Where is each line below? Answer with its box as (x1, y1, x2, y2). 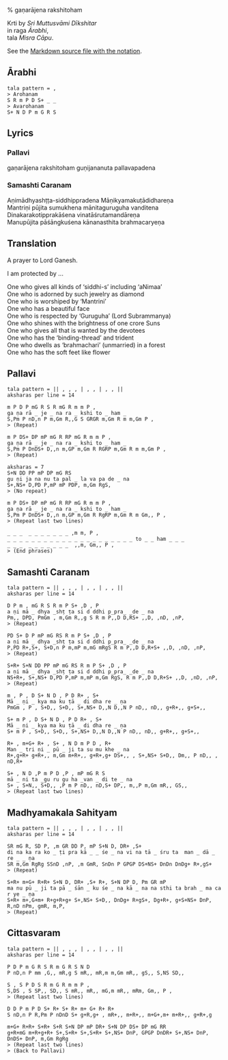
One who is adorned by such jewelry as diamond (7, 290, 145, 298)
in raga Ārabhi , (7, 27, 49, 34)
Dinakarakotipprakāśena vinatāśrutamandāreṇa (7, 210, 140, 218)
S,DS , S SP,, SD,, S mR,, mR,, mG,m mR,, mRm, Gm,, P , (7, 987, 173, 994)
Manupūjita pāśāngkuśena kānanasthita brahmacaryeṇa (7, 218, 165, 226)
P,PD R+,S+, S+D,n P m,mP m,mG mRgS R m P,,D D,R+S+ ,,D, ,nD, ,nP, (7, 644, 206, 651)
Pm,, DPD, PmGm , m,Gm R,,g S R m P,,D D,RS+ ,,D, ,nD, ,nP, (7, 614, 185, 622)
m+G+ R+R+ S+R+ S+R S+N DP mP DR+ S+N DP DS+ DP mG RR (7, 1023, 167, 1030)
